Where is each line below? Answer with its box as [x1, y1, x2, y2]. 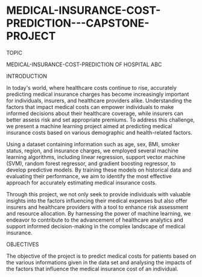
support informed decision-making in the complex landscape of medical [6, 222, 186, 229]
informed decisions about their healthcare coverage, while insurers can [6, 110, 184, 117]
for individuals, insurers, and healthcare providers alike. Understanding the [6, 97, 192, 104]
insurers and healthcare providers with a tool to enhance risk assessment [6, 203, 189, 211]
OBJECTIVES [6, 240, 39, 247]
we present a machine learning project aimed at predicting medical [6, 122, 172, 129]
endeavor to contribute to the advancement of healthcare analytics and [6, 216, 183, 223]
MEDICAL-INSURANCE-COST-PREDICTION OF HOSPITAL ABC [6, 61, 162, 68]
